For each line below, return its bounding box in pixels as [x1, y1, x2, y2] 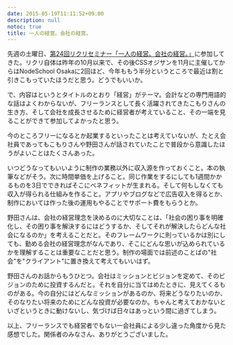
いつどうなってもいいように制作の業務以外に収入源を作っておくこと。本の [7, 164, 219, 172]
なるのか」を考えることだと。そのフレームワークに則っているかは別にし [19, 231, 226, 239]
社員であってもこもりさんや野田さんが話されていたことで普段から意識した [7, 140, 220, 148]
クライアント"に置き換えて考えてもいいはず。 [25, 257, 154, 266]
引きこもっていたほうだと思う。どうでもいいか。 [7, 76, 147, 84]
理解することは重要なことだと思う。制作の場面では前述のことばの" [19, 248, 211, 256]
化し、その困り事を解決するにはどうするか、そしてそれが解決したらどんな [7, 222, 220, 231]
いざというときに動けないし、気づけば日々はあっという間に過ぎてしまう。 [7, 307, 220, 315]
